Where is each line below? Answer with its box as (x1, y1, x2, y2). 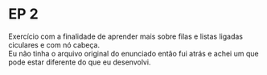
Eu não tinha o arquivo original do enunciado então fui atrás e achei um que (8, 48, 259, 58)
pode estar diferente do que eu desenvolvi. (8, 57, 151, 67)
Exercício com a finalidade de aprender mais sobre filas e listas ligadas (8, 31, 244, 41)
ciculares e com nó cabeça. (8, 40, 101, 49)
